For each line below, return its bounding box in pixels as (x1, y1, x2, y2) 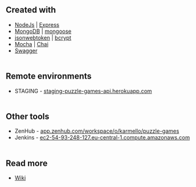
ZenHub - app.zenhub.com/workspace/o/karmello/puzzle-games (14, 127, 180, 135)
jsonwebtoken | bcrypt (14, 34, 71, 41)
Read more (5, 158, 48, 168)
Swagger (14, 47, 38, 54)
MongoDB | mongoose (14, 27, 71, 35)
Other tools (5, 111, 49, 122)
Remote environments (5, 71, 92, 82)
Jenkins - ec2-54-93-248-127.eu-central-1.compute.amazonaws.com (14, 134, 191, 141)
